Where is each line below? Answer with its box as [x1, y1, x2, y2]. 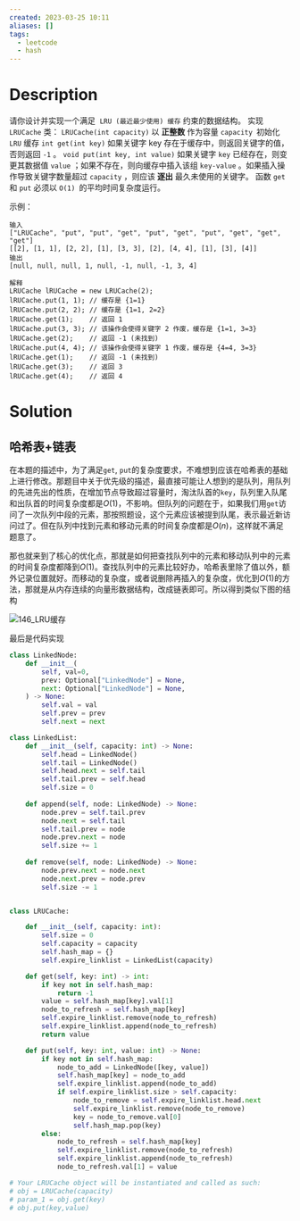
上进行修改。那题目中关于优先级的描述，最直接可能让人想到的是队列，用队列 [9, 476, 291, 486]
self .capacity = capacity [41, 939, 138, 949]
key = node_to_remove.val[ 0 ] [72, 1112, 181, 1121]
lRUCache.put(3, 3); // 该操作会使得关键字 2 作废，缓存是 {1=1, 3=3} [9, 325, 257, 334]
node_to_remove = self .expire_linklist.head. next [72, 1096, 262, 1105]
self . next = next [41, 718, 105, 727]
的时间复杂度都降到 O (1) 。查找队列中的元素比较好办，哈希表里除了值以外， [9, 561, 283, 572]
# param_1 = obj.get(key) [9, 1195, 105, 1204]
